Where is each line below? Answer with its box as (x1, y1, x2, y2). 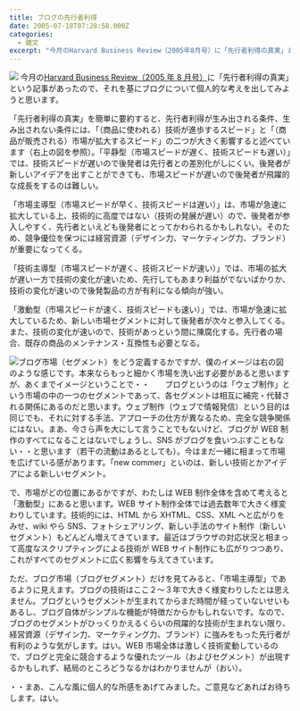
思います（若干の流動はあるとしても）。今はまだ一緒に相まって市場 (39, 446, 286, 456)
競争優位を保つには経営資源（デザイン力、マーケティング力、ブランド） (24, 233, 290, 244)
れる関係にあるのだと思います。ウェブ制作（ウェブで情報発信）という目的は (9, 401, 290, 412)
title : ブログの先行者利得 (9, 13, 98, 22)
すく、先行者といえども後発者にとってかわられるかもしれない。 (32, 222, 267, 232)
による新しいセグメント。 (16, 468, 112, 479)
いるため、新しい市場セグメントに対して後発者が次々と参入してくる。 (32, 315, 290, 326)
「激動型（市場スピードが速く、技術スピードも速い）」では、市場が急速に (9, 305, 279, 315)
